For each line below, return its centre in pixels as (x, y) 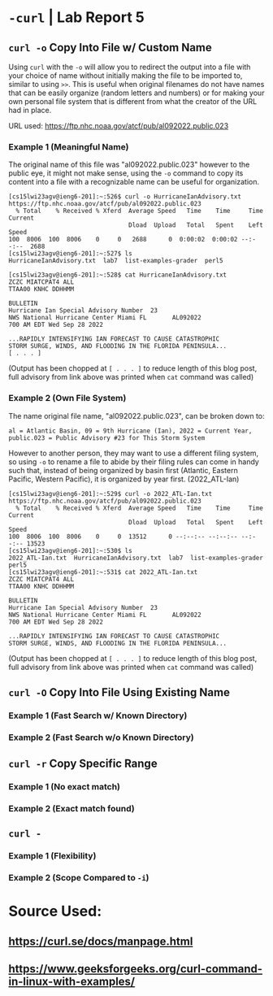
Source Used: (55, 911)
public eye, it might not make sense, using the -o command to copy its (126, 173)
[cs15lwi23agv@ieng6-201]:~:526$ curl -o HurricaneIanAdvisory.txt (125, 197)
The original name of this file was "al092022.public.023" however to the (129, 165)
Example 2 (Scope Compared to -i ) (79, 878)
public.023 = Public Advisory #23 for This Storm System (107, 438)
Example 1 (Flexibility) (52, 856)
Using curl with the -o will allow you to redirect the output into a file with (130, 67)
